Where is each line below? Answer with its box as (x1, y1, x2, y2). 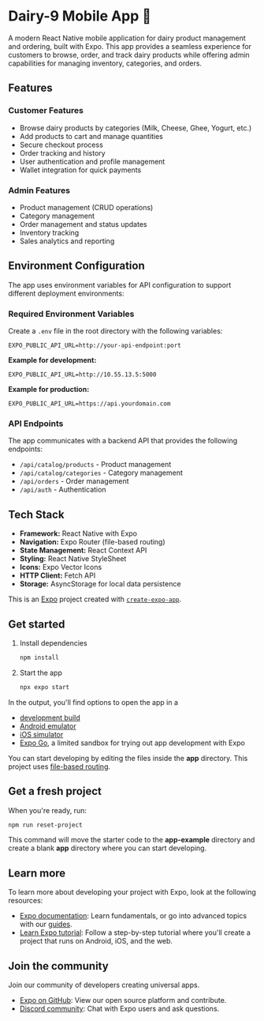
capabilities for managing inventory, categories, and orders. (8, 58, 203, 68)
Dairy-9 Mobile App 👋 (8, 7, 152, 25)
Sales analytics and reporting (19, 236, 115, 246)
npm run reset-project (8, 821, 83, 829)
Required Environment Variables (8, 308, 135, 319)
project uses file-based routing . (8, 762, 111, 771)
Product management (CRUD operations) (19, 202, 154, 212)
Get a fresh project (8, 785, 102, 798)
